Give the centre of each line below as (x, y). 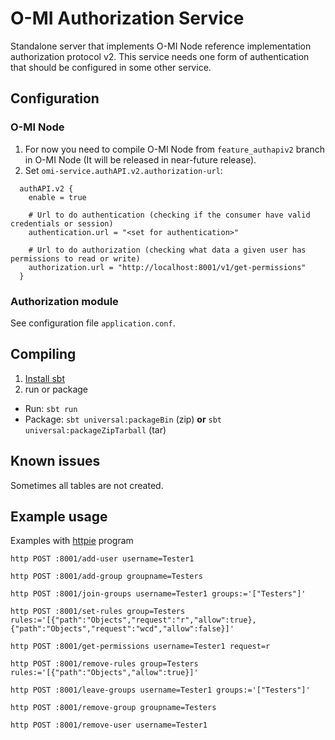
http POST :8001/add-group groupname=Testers (106, 577)
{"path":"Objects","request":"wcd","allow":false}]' (122, 629)
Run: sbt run (51, 408)
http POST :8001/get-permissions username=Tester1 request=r (140, 647)
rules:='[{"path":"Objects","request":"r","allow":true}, (133, 620)
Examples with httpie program (72, 541)
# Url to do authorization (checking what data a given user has (167, 250)
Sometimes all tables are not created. (87, 485)
